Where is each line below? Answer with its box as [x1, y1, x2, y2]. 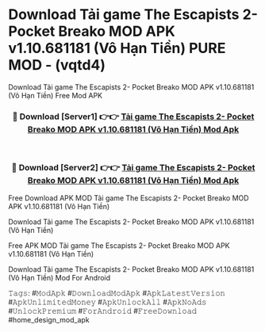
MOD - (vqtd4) [8, 56, 106, 74]
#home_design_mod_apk [8, 315, 90, 324]
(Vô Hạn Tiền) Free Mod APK [8, 90, 103, 100]
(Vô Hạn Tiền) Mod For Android [8, 273, 111, 282]
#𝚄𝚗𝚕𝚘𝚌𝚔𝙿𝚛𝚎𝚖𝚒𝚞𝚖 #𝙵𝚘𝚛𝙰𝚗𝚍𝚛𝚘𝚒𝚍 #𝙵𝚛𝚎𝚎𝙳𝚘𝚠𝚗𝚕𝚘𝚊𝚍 [8, 306, 197, 315]
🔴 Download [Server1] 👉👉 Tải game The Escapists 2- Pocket [12, 111, 255, 122]
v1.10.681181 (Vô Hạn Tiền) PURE [8, 40, 226, 57]
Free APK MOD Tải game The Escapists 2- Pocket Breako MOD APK [8, 240, 230, 250]
